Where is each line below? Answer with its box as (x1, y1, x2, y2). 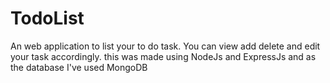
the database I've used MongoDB (10, 61, 148, 73)
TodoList (10, 7, 85, 30)
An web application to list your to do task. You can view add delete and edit (10, 40, 321, 52)
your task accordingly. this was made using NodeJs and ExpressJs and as (10, 50, 317, 62)
